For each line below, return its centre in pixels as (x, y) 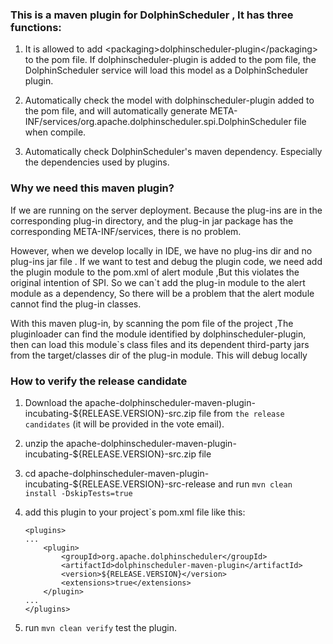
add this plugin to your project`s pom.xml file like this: (135, 512)
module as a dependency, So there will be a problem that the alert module (162, 293)
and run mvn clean (255, 484)
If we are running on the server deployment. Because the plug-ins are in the (166, 210)
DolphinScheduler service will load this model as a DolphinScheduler (166, 70)
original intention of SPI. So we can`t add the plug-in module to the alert (158, 282)
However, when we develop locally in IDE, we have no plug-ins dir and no (161, 250)
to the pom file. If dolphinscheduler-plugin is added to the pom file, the (170, 60)
